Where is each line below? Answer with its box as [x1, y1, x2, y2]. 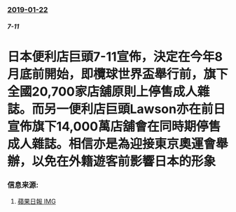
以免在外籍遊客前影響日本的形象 [32, 153, 216, 169]
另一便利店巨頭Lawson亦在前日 [44, 101, 226, 116]
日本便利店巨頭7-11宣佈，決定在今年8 [7, 49, 223, 64]
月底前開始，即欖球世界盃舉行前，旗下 [7, 66, 229, 82]
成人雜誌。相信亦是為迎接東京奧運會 [7, 136, 216, 151]
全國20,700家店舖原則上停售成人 [7, 84, 197, 99]
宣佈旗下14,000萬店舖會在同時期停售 [7, 119, 221, 134]
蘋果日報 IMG [17, 197, 56, 205]
